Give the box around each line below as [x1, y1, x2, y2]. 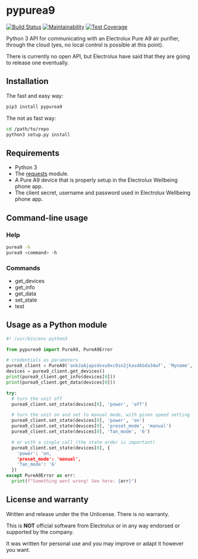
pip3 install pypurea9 [6, 104, 62, 110]
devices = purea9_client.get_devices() [6, 368, 105, 374]
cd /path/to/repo [6, 126, 49, 132]
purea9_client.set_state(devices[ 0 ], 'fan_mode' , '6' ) [11, 428, 150, 435]
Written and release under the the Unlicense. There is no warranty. [6, 510, 169, 517]
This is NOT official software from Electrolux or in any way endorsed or [6, 522, 180, 529]
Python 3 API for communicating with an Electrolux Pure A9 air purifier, [6, 35, 180, 42]
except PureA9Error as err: [6, 473, 76, 479]
